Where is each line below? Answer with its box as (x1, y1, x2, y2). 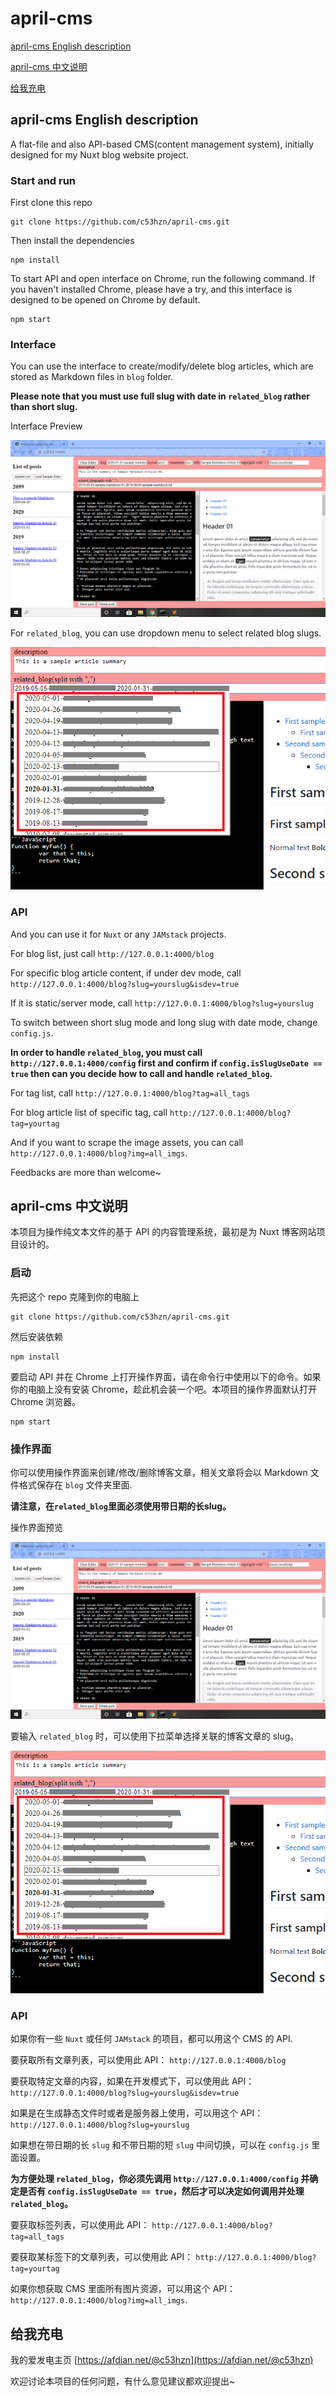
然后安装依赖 (10, 1330, 63, 1342)
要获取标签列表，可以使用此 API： (10, 2219, 150, 2231)
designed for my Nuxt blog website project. (10, 148, 189, 161)
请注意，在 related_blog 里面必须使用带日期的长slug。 (10, 1500, 232, 1512)
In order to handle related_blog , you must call (10, 1046, 203, 1058)
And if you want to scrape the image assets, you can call (10, 1136, 244, 1148)
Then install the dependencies (10, 235, 135, 247)
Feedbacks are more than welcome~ (10, 1166, 162, 1178)
